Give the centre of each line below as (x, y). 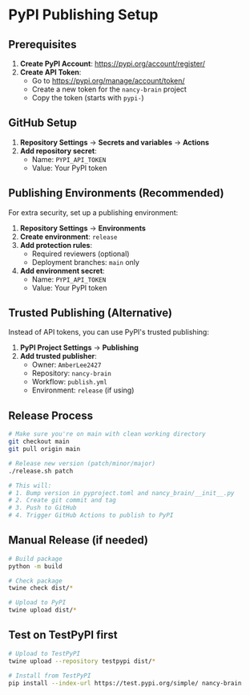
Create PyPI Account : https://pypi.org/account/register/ (113, 63)
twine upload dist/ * (43, 610)
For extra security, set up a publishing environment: (93, 212)
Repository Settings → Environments (83, 228)
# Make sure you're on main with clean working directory (107, 434)
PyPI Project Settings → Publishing (79, 347)
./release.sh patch (41, 471)
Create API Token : (50, 72)
